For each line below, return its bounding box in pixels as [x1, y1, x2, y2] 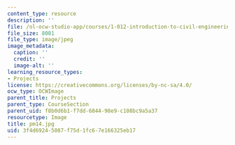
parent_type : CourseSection [7, 101, 90, 108]
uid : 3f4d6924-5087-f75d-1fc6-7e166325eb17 [7, 127, 136, 134]
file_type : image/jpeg [7, 36, 73, 43]
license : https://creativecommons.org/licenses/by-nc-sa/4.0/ [7, 82, 192, 89]
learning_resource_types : [7, 68, 83, 75]
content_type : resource [7, 10, 77, 17]
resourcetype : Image [7, 114, 68, 121]
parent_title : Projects [7, 95, 77, 102]
